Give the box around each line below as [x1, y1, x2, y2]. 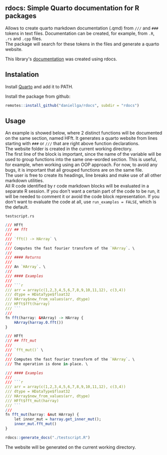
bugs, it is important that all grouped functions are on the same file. [5, 167, 144, 173]
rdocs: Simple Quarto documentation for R [5, 4, 140, 12]
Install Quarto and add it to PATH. [5, 83, 73, 89]
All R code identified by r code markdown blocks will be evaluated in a [5, 183, 150, 189]
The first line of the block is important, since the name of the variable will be [5, 151, 162, 157]
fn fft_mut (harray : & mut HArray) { [5, 412, 79, 417]
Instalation [5, 70, 39, 79]
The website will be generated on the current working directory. [5, 444, 136, 450]
